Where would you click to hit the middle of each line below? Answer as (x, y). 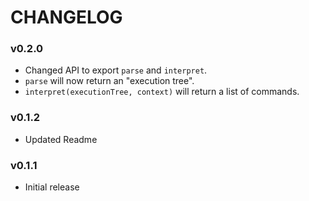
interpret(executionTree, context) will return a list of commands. (162, 92)
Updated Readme (61, 139)
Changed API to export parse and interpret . (116, 70)
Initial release (52, 187)
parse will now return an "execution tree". (109, 81)
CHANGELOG (66, 17)
